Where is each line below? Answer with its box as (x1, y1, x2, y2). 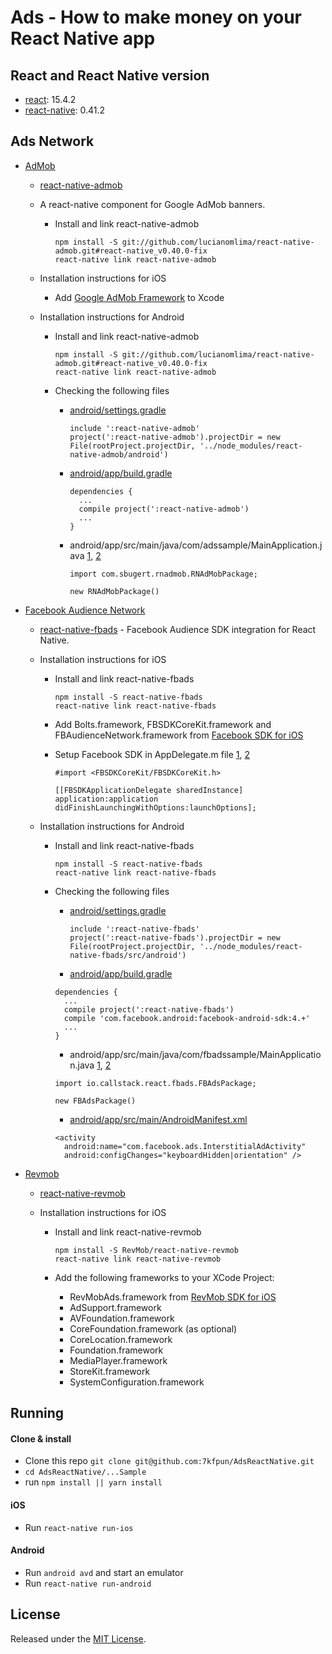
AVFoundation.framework (69, 1312, 175, 1324)
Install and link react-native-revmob (54, 1226, 202, 1238)
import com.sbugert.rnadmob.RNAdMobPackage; (69, 569, 258, 579)
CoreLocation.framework (69, 1333, 173, 1345)
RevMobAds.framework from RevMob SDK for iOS (69, 1291, 277, 1303)
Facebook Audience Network (24, 604, 146, 616)
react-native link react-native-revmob (54, 1254, 222, 1264)
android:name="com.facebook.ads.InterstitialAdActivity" (63, 1141, 307, 1151)
